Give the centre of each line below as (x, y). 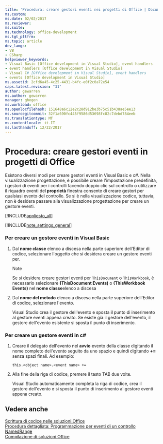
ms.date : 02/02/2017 (26, 19)
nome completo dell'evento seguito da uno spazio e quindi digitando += (84, 351)
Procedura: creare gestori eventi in (76, 151)
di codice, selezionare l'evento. (43, 303)
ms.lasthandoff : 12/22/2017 (33, 127)
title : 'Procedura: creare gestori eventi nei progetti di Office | (76, 10)
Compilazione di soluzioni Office (37, 436)
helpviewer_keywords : (27, 59)
